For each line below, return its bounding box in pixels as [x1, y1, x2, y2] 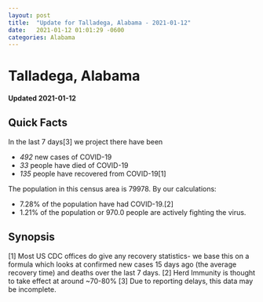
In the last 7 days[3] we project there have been [8, 136, 163, 146]
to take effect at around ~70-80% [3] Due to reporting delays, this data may [8, 276, 254, 286]
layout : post [8, 11, 51, 20]
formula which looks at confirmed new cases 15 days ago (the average [8, 260, 237, 269]
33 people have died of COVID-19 [19, 160, 129, 169]
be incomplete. [8, 284, 57, 294]
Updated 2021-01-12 [8, 93, 77, 103]
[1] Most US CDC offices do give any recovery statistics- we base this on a [8, 251, 250, 260]
